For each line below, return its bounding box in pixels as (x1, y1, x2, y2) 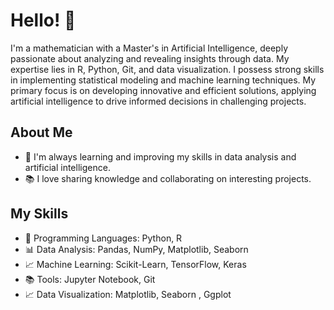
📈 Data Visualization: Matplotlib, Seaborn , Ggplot (24, 288, 232, 300)
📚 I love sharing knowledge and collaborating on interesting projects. (24, 172, 312, 184)
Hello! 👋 (10, 9, 77, 32)
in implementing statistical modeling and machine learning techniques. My (10, 74, 317, 86)
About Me (10, 124, 73, 141)
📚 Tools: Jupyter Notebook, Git (24, 273, 156, 285)
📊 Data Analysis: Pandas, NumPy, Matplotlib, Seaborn (24, 243, 249, 255)
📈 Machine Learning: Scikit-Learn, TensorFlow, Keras (24, 258, 247, 270)
